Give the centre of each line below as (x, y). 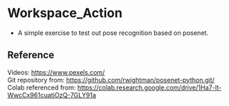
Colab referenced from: (42, 88)
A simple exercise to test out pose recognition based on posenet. (113, 33)
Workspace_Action (65, 13)
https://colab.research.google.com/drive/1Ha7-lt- (149, 88)
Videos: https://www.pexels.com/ (56, 72)
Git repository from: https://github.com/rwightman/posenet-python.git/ (111, 80)
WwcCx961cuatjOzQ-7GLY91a (52, 95)
